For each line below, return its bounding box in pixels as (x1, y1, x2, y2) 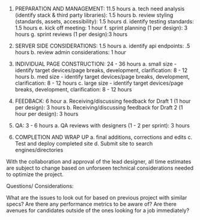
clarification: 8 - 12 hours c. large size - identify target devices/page (14, 79, 184, 87)
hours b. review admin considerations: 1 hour (14, 49, 126, 56)
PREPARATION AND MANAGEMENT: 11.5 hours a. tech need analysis (14, 5, 185, 12)
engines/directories (14, 147, 64, 153)
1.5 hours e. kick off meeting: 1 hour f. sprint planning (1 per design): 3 (14, 24, 188, 31)
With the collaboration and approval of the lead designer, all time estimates (6, 158, 192, 165)
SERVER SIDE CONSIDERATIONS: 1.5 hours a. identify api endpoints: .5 (14, 42, 190, 49)
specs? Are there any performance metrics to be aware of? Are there (6, 201, 177, 207)
